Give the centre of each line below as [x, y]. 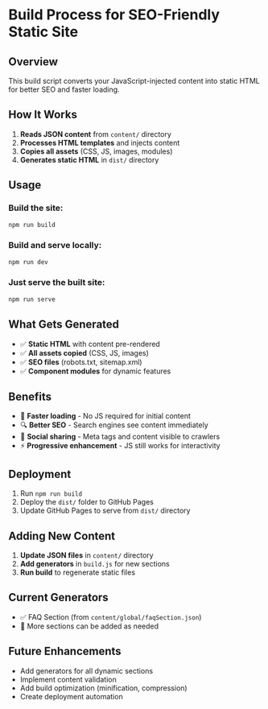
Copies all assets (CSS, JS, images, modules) [96, 151]
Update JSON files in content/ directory [87, 555]
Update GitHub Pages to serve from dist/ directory [105, 511]
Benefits [30, 396]
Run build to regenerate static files [77, 572]
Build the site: [36, 208]
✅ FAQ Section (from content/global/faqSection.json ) [111, 616]
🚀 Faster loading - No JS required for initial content [105, 416]
